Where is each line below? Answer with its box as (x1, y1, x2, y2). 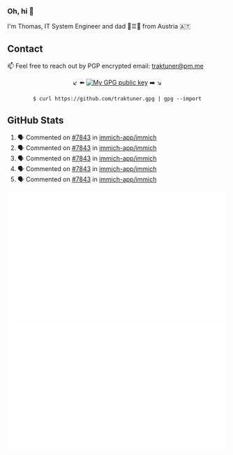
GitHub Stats (7, 114, 64, 126)
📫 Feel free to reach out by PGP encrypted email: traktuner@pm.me (7, 62, 204, 70)
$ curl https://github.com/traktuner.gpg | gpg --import (32, 96, 202, 103)
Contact (7, 43, 43, 54)
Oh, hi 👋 (7, 6, 34, 16)
